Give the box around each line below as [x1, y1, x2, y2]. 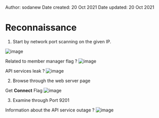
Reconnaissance [5, 22, 77, 33]
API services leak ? [5, 68, 45, 74]
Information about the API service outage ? [5, 107, 95, 113]
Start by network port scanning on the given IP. [12, 38, 111, 44]
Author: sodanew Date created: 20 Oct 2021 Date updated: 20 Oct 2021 [5, 5, 154, 10]
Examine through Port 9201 [12, 97, 70, 103]
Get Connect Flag [5, 87, 43, 93]
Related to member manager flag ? [5, 58, 77, 64]
